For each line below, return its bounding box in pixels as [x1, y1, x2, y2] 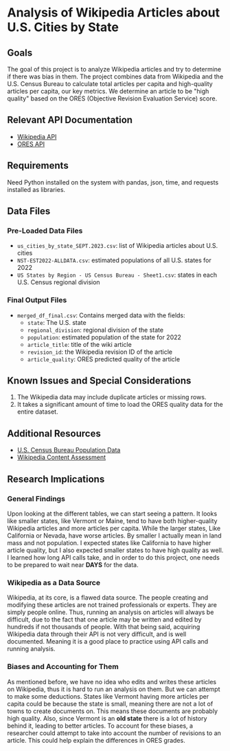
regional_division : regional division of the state [27, 326, 163, 334]
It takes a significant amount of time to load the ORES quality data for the [16, 401, 223, 409]
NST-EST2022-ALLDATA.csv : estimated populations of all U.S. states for [16, 256, 211, 264]
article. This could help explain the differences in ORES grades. [7, 736, 185, 744]
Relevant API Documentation [7, 114, 133, 126]
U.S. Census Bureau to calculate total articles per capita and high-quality [7, 80, 213, 87]
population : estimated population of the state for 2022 [27, 332, 182, 341]
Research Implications [7, 473, 105, 485]
